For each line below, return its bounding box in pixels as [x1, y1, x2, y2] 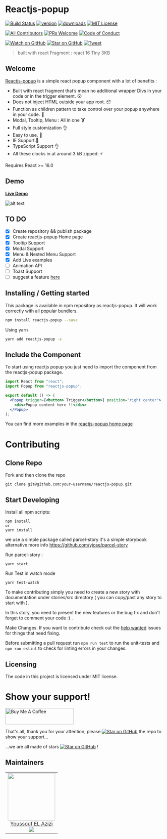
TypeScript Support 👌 [12, 143, 60, 149]
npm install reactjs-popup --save [5, 317, 78, 322]
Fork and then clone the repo [5, 472, 66, 478]
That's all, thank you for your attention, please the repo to [5, 729, 161, 734]
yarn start [5, 562, 28, 567]
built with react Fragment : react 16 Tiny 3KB [17, 50, 110, 56]
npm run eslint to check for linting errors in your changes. [5, 645, 127, 651]
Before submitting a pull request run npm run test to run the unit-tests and [5, 640, 160, 646]
